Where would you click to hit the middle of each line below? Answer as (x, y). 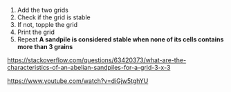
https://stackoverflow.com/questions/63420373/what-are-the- (97, 60)
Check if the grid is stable (54, 17)
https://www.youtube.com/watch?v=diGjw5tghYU (78, 81)
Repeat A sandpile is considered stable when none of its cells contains (120, 39)
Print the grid (36, 32)
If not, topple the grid (47, 25)
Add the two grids (43, 10)
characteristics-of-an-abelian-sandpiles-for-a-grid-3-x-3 (89, 67)
